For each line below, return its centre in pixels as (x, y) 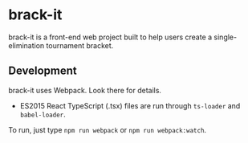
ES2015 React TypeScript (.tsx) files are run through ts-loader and (130, 105)
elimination (26, 45)
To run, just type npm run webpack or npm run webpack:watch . (108, 129)
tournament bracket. (80, 45)
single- (226, 37)
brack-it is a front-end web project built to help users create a (110, 37)
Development (43, 71)
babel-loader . (43, 114)
